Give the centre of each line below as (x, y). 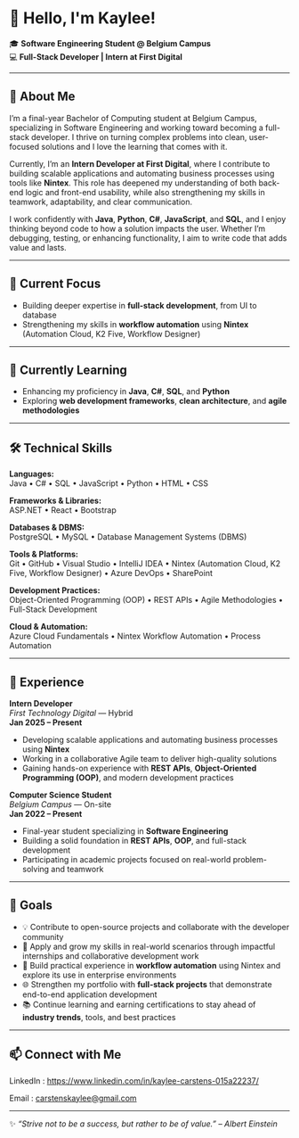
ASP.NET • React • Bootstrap (63, 510)
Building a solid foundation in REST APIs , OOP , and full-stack (134, 841)
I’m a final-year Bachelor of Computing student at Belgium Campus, (133, 118)
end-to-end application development (89, 994)
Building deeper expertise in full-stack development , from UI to (139, 305)
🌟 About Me (42, 97)
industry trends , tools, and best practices (99, 1017)
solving (36, 869)
